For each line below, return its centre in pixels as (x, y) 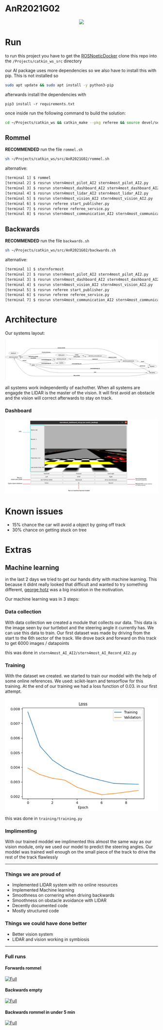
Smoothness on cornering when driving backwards (63, 895)
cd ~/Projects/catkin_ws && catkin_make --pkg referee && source (72, 122)
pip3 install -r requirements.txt (40, 104)
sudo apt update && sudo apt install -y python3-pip (59, 85)
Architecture (31, 320)
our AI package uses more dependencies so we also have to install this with (81, 70)
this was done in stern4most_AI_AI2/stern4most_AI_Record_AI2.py (71, 652)
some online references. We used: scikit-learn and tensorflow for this (74, 681)
